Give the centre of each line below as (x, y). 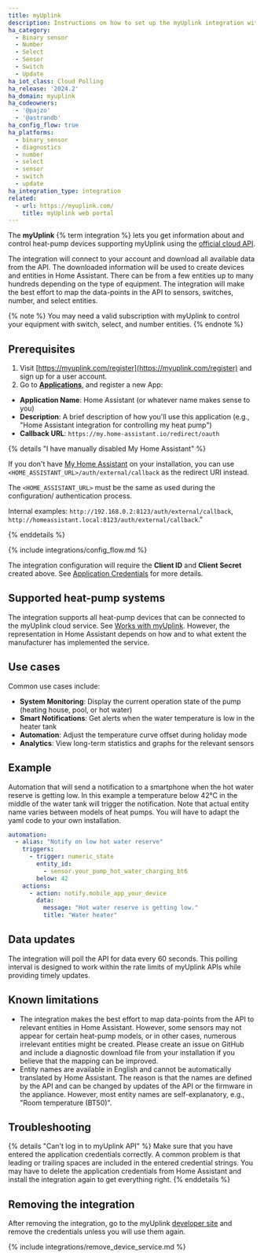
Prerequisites (42, 349)
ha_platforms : (31, 132)
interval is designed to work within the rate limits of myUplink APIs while (125, 967)
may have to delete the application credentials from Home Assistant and (125, 1171)
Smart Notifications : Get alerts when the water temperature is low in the (137, 718)
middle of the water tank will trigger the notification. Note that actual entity (129, 803)
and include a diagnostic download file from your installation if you (127, 1052)
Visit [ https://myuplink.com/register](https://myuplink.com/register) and (136, 368)
